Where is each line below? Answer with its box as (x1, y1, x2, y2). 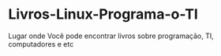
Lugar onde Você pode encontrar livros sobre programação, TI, (8, 31, 215, 40)
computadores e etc (8, 39, 74, 48)
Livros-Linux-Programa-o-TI (8, 5, 199, 23)
